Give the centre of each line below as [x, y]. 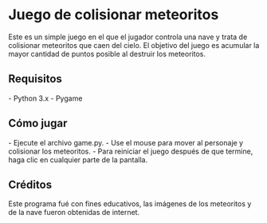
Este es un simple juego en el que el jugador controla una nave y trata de [128, 37]
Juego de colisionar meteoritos [114, 15]
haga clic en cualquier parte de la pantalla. [78, 159]
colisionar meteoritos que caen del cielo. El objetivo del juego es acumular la [134, 45]
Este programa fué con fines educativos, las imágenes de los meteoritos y [130, 204]
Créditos [30, 184]
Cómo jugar [38, 123]
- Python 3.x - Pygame [45, 98]
